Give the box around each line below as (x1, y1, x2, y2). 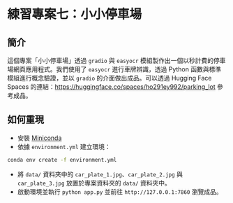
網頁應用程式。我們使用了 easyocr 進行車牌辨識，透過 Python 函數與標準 (13, 65, 222, 73)
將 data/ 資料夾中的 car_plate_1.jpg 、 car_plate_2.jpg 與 (17, 169, 183, 178)
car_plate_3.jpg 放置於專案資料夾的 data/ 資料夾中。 (17, 178, 171, 187)
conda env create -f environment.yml (7, 156, 117, 163)
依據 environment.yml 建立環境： (17, 142, 112, 150)
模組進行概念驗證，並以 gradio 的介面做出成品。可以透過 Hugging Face (7, 74, 212, 82)
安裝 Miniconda (17, 134, 62, 142)
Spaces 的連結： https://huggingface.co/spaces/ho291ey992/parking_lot (7, 83, 216, 91)
